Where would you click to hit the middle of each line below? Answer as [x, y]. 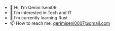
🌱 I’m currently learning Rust [39, 18]
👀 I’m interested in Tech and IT [41, 13]
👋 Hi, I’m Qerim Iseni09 [33, 8]
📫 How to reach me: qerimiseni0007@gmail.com [60, 23]
